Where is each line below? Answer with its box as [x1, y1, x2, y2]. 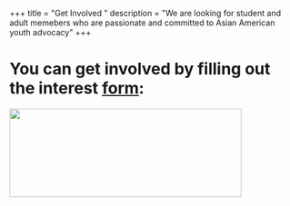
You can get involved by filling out [9, 59, 271, 80]
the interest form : [9, 78, 145, 99]
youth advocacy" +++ [9, 27, 92, 37]
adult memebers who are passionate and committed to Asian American [9, 17, 275, 28]
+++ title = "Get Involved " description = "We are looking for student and [9, 8, 282, 18]
